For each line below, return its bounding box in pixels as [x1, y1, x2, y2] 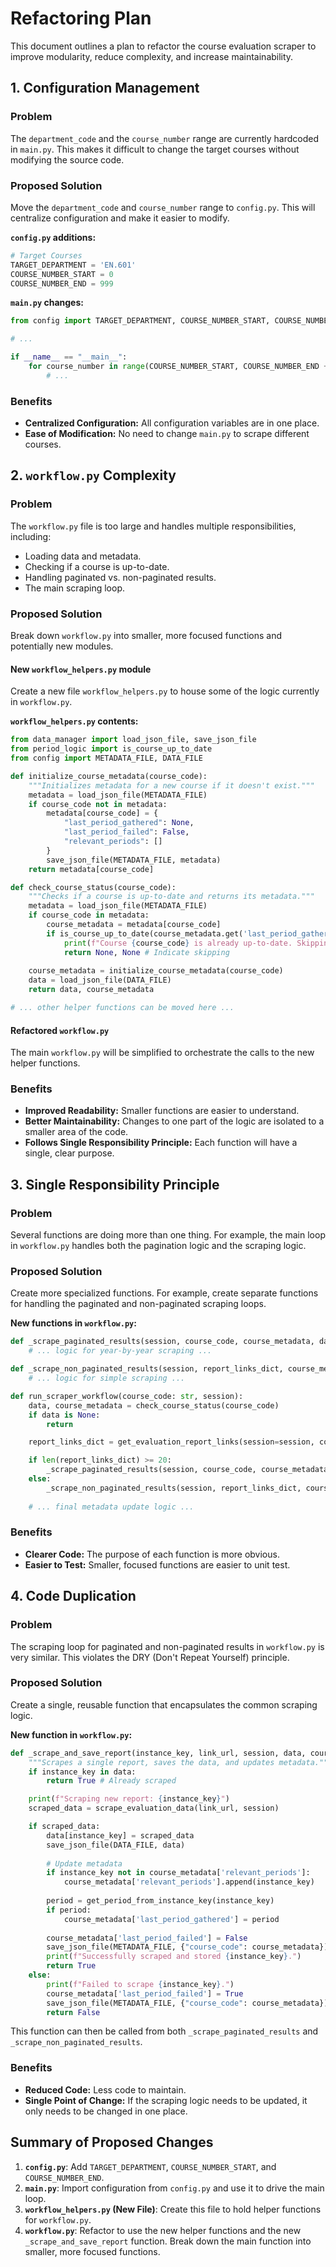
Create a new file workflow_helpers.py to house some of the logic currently [10, 685, 320, 697]
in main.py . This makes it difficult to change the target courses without [10, 143, 300, 155]
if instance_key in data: [28, 1767, 137, 1777]
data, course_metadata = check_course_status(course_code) [28, 1400, 280, 1411]
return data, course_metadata [28, 985, 155, 995]
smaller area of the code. [24, 1126, 129, 1138]
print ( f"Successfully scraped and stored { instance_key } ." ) [46, 1952, 302, 1962]
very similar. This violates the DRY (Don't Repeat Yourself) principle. [10, 1651, 290, 1663]
